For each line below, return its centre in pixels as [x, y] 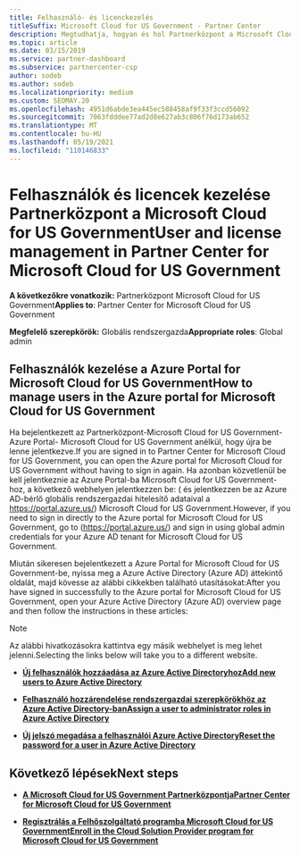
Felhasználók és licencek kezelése [140, 194]
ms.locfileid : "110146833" [59, 150]
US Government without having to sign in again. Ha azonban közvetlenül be [148, 471]
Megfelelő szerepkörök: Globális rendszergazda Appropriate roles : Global [146, 331]
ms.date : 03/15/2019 [48, 51]
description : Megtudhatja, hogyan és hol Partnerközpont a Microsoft [142, 34]
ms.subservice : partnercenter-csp [74, 68]
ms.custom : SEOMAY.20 [50, 100]
